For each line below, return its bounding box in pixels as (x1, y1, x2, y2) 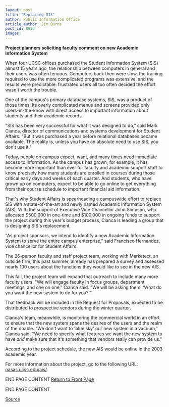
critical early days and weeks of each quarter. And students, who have (5, 175, 152, 181)
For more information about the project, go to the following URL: (5, 361, 138, 367)
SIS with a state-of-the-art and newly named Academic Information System (5, 201, 162, 207)
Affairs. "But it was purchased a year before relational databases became (5, 133, 157, 139)
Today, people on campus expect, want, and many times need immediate (5, 154, 157, 160)
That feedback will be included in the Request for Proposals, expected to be (5, 299, 163, 305)
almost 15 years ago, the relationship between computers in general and (5, 65, 155, 71)
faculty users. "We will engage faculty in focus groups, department (5, 279, 145, 285)
